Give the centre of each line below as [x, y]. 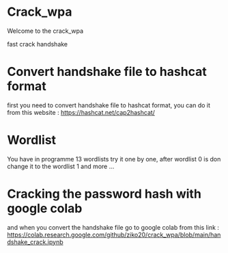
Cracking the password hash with [104, 194]
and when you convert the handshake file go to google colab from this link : [113, 227]
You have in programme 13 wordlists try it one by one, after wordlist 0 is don [114, 159]
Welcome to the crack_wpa [45, 31]
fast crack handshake [38, 44]
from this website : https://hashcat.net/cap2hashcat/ [81, 112]
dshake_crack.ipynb [35, 242]
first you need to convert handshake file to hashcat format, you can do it [109, 105]
